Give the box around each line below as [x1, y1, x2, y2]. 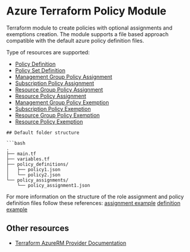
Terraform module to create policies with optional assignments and [6, 24, 173, 31]
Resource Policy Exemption [14, 118, 83, 125]
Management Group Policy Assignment [14, 73, 113, 80]
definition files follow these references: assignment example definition [6, 199, 181, 206]
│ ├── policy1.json [6, 166, 61, 172]
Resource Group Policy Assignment [14, 86, 104, 93]
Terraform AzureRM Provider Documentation [14, 239, 127, 247]
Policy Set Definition [14, 66, 66, 74]
